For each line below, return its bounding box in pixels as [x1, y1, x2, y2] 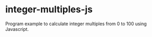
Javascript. [5, 26, 29, 32]
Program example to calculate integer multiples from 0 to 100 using [5, 21, 147, 27]
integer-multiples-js [5, 4, 93, 15]
